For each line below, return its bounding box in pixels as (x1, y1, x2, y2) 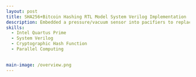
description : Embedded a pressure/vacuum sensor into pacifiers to (6, 19, 174, 25)
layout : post (6, 8, 38, 14)
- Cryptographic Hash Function (11, 41, 87, 47)
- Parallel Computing (11, 46, 64, 52)
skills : (6, 24, 25, 31)
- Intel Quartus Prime (11, 30, 66, 36)
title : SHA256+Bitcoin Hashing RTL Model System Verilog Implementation (6, 14, 187, 20)
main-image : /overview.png (6, 62, 72, 68)
